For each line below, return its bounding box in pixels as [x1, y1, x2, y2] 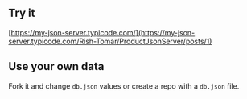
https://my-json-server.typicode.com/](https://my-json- [10, 27, 196, 37]
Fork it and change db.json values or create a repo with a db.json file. [8, 80, 240, 91]
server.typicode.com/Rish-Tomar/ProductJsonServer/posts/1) [8, 36, 212, 46]
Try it [8, 6, 35, 20]
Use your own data [8, 60, 105, 73]
